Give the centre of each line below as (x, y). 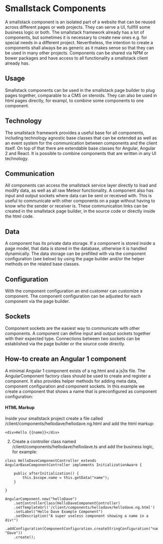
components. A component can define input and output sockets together (78, 333)
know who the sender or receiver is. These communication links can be (76, 206)
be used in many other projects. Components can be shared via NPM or (77, 53)
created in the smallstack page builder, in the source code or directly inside (80, 211)
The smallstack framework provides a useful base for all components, (75, 133)
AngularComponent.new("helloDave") (41, 499)
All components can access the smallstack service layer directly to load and (81, 186)
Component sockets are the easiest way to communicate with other (73, 328)
